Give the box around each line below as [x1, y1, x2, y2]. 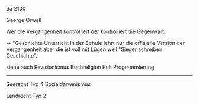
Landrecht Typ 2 [6, 92, 46, 99]
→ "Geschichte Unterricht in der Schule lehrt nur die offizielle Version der [6, 40, 185, 46]
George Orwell [6, 17, 41, 23]
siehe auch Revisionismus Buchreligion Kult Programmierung [6, 63, 155, 71]
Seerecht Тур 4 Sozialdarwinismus [6, 81, 91, 88]
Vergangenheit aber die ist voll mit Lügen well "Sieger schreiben [6, 46, 163, 53]
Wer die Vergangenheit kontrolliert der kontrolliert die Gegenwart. [6, 28, 166, 35]
